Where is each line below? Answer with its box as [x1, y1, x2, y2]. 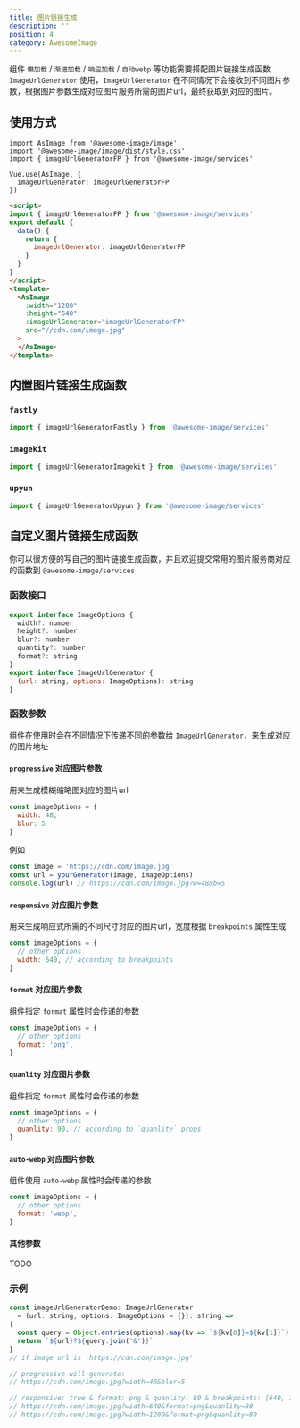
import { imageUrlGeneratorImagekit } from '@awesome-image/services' [9, 462, 278, 472]
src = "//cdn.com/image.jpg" [25, 326, 126, 335]
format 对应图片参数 [9, 984, 83, 995]
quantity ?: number [17, 644, 87, 653]
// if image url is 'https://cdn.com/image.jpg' [9, 1353, 194, 1362]
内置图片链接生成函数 [9, 378, 127, 393]
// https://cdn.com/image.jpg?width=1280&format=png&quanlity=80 [9, 1410, 257, 1420]
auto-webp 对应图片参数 [9, 1153, 95, 1164]
